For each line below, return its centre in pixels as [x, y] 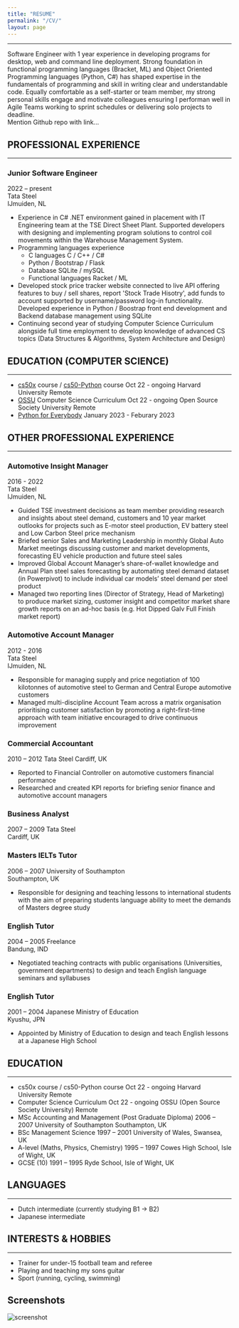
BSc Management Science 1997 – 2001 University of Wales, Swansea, [120, 1132]
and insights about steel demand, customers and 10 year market [112, 518]
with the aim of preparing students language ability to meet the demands [124, 900]
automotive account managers [63, 795]
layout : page [27, 27]
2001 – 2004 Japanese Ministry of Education [73, 1012]
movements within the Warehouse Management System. [100, 240]
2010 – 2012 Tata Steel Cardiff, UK [57, 759]
